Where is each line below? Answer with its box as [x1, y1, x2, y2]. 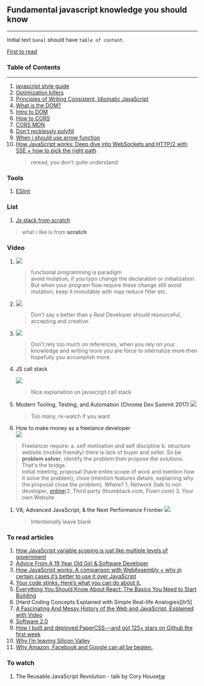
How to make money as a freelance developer [15, 425, 131, 431]
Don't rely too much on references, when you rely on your [30, 341, 176, 348]
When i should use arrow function [15, 134, 100, 141]
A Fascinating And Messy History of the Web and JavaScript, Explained [15, 605, 194, 612]
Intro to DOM [15, 109, 48, 116]
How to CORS [15, 115, 50, 122]
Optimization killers [15, 89, 64, 96]
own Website [21, 494, 54, 501]
